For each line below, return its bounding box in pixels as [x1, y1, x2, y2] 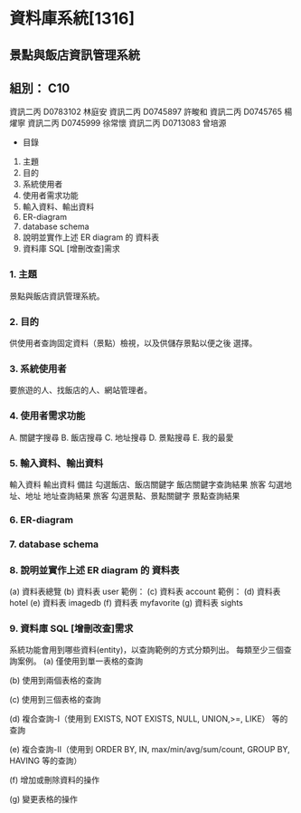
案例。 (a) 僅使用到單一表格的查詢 [16, 655, 143, 666]
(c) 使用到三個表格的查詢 [9, 694, 101, 705]
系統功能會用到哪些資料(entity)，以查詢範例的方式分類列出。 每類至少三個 [9, 645, 285, 655]
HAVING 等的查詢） [9, 755, 82, 766]
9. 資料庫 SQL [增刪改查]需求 [9, 622, 134, 635]
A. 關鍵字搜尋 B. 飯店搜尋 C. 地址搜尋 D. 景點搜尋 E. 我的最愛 [9, 432, 234, 443]
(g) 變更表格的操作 [9, 794, 79, 805]
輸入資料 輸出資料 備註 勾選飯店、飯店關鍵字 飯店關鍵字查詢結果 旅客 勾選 [9, 479, 285, 490]
